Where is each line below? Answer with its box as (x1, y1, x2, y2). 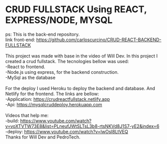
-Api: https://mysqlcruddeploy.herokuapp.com (5, 101, 103, 107)
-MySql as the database (5, 74, 56, 80)
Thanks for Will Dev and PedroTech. (5, 134, 80, 140)
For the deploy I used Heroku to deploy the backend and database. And (5, 85, 155, 91)
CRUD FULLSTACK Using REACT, (5, 4, 147, 15)
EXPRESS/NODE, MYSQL (5, 14, 113, 26)
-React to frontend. (5, 64, 46, 70)
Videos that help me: (5, 112, 49, 118)
